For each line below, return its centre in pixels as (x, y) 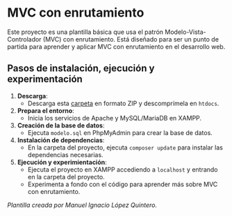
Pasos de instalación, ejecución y (81, 68)
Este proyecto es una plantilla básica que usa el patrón (85, 32)
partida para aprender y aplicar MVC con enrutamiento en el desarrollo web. (116, 46)
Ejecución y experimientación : (62, 162)
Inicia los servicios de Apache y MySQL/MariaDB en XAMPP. (115, 118)
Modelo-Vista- (185, 32)
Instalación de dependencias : (61, 140)
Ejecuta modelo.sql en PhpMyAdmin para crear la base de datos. (120, 132)
